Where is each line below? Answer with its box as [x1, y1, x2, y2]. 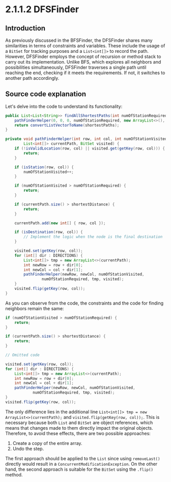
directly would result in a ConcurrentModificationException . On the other [5, 461, 158, 467]
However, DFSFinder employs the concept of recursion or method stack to [5, 53, 161, 59]
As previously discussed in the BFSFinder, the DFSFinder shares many [5, 37, 153, 43]
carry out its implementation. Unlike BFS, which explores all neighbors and [5, 59, 161, 65]
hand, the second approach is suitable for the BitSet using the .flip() [5, 466, 154, 472]
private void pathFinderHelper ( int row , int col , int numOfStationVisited [5, 136, 167, 142]
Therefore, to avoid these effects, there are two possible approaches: [5, 430, 151, 436]
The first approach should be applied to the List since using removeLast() [5, 455, 160, 461]
